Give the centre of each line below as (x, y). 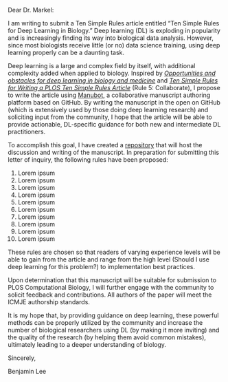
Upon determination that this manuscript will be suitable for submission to (112, 280)
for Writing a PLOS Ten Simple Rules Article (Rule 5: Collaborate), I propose (114, 88)
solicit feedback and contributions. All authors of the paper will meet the (110, 295)
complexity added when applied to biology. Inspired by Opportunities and (112, 73)
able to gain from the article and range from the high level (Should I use (109, 259)
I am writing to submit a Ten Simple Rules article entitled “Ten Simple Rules (114, 23)
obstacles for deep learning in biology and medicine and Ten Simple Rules (113, 81)
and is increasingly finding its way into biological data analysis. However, (111, 38)
